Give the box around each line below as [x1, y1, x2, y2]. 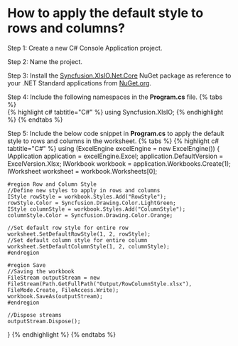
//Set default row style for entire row [7, 224, 129, 231]
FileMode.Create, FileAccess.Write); [7, 286, 119, 293]
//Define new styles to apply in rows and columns [7, 187, 161, 194]
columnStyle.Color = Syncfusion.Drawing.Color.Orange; [7, 211, 173, 219]
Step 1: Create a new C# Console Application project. [7, 43, 163, 52]
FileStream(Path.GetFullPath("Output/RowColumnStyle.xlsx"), [7, 280, 193, 288]
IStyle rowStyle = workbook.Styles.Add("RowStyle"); [7, 193, 167, 200]
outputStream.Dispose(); [7, 318, 81, 325]
